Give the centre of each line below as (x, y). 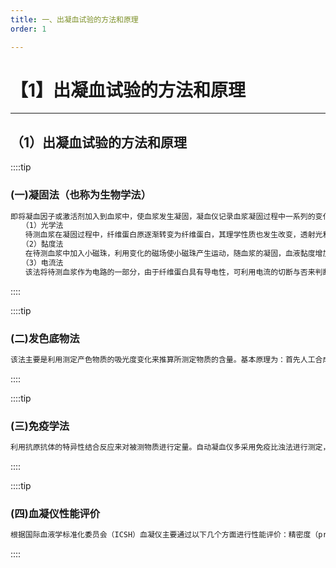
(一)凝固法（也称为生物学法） (81, 195)
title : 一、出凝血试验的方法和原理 (74, 19)
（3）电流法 (44, 262)
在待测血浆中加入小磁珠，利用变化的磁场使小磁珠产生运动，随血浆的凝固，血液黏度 (170, 254)
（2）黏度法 (44, 244)
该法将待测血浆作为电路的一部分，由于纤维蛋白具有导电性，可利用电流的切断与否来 (170, 272)
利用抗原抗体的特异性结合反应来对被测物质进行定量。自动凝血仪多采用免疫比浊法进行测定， (170, 447)
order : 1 (28, 29)
